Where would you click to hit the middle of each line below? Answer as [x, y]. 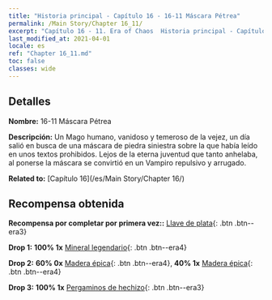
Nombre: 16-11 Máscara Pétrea [60, 121]
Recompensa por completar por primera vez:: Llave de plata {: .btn [121, 223]
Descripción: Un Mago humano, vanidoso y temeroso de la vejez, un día [130, 137]
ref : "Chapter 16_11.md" [50, 54]
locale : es [27, 46]
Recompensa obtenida [66, 204]
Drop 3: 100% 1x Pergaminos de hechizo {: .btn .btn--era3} [106, 288]
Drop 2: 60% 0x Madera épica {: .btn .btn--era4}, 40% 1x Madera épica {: [131, 264]
